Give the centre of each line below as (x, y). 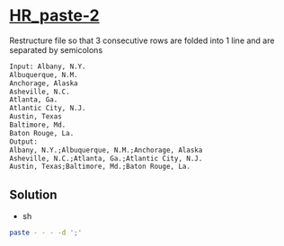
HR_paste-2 (55, 16)
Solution (33, 194)
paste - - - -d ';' (46, 233)
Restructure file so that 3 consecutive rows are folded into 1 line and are (142, 40)
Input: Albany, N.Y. (48, 66)
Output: (24, 141)
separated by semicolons (56, 49)
